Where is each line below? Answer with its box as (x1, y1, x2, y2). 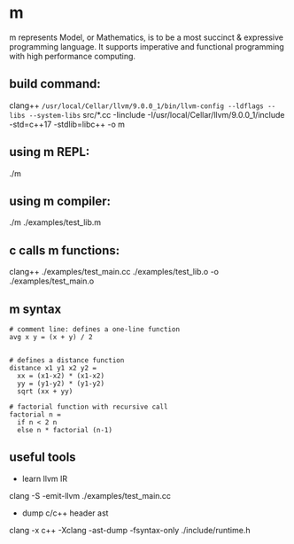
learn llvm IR (21, 473, 68, 484)
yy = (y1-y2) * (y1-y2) (17, 379, 104, 388)
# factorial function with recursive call (9, 402, 168, 411)
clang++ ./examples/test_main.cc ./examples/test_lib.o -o (9, 267, 220, 277)
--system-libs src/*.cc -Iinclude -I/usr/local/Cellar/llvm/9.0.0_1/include (28, 109, 285, 120)
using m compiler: (9, 193, 112, 208)
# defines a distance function (9, 356, 125, 365)
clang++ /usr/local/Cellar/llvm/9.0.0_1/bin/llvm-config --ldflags (9, 100, 264, 111)
